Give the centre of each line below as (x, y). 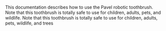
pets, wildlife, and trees (29, 23)
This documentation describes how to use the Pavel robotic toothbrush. (79, 7)
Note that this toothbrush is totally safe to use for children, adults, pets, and (83, 12)
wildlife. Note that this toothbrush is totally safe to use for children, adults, (81, 18)
